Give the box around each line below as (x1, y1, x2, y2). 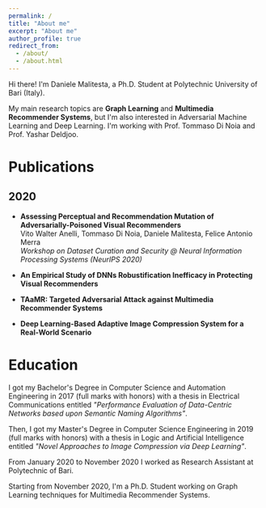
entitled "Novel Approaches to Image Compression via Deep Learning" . (8, 441, 247, 450)
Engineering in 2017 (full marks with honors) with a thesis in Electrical (8, 391, 240, 401)
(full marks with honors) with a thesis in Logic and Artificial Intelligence (8, 433, 244, 442)
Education (8, 356, 78, 374)
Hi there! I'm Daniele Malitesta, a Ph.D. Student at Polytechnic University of (8, 79, 258, 89)
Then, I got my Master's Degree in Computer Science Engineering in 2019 (8, 424, 254, 433)
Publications (8, 158, 95, 177)
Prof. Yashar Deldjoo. (8, 129, 79, 139)
